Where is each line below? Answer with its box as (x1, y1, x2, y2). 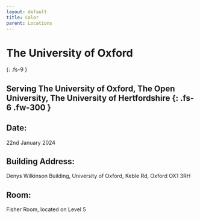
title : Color (6, 14, 39, 21)
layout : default (6, 8, 47, 15)
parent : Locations (6, 20, 52, 26)
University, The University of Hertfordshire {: (6, 93, 179, 103)
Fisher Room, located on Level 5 (6, 206, 86, 213)
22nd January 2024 (6, 139, 56, 146)
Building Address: (6, 156, 75, 167)
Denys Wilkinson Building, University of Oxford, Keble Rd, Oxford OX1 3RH (6, 173, 191, 180)
